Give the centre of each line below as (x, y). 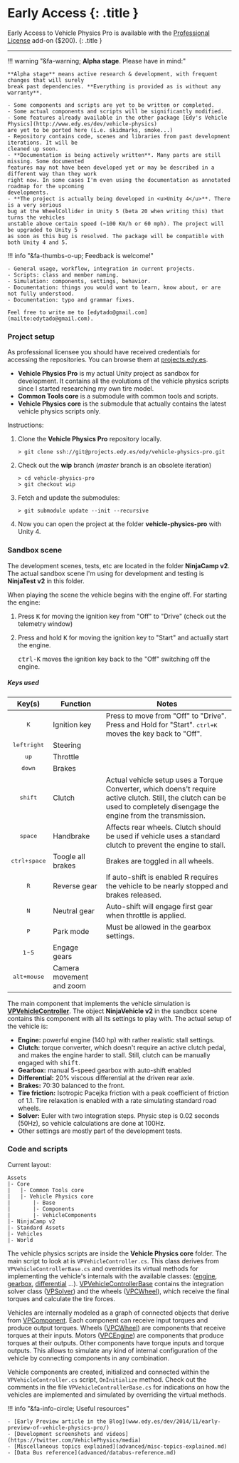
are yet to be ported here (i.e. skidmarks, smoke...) (90, 130)
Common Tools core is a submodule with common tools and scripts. (118, 396)
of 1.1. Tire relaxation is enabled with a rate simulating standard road (117, 1100)
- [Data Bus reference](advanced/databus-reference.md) (92, 1452)
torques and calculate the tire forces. (62, 1298)
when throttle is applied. (146, 915)
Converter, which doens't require (161, 789)
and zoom (70, 985)
